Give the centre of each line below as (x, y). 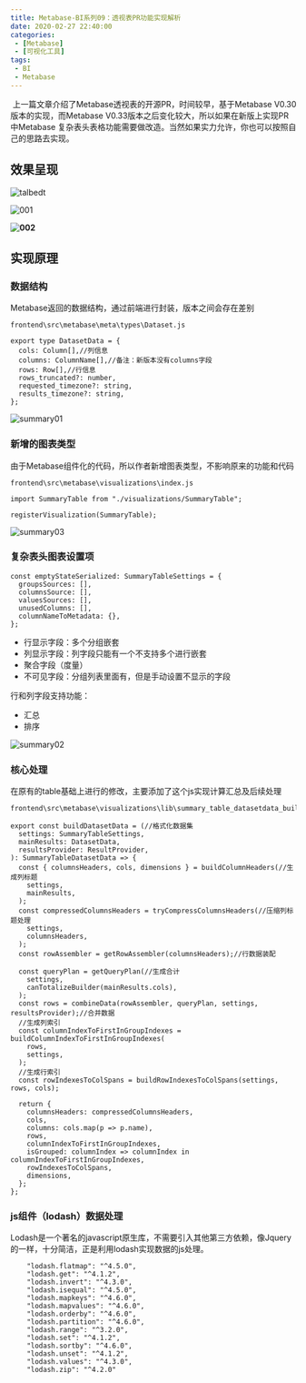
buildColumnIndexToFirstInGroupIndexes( (88, 1039)
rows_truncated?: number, (68, 379)
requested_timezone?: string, (75, 386)
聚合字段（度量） (55, 664)
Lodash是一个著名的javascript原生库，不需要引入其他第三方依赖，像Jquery (151, 1237)
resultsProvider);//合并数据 (63, 1014)
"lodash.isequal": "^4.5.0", (82, 1290)
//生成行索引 (40, 1073)
